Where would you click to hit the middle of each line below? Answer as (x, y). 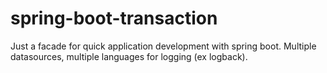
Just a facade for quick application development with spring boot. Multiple (163, 46)
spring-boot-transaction (114, 18)
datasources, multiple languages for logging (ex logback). (129, 56)
